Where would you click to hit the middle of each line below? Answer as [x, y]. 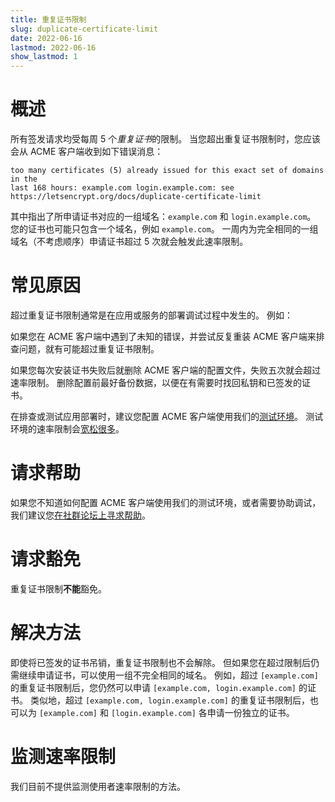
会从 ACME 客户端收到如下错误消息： [87, 152]
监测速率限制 [63, 757]
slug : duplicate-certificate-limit [84, 29]
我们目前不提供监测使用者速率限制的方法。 [98, 786]
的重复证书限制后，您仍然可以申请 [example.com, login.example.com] [153, 687]
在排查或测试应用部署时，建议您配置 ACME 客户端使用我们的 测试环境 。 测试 [167, 416]
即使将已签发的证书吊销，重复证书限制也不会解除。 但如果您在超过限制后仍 [165, 662]
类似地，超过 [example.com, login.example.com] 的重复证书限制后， [169, 700]
